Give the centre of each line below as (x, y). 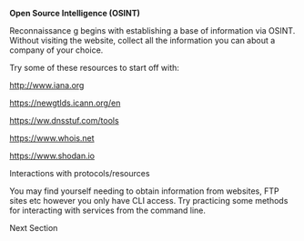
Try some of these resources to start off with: (95, 68)
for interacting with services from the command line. (108, 210)
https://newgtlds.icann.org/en (65, 103)
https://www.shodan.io (52, 156)
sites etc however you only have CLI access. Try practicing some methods (149, 201)
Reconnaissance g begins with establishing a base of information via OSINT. (152, 30)
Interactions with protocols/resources (80, 173)
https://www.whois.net (52, 138)
